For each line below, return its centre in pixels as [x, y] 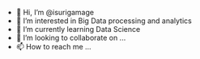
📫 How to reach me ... [53, 47]
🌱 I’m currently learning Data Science [78, 29]
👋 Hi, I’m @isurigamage [55, 12]
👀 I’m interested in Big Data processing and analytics [104, 21]
